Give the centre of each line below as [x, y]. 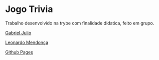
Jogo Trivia [29, 9]
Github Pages [19, 52]
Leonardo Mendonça [27, 42]
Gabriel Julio [18, 32]
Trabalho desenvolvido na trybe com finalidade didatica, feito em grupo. [80, 23]
